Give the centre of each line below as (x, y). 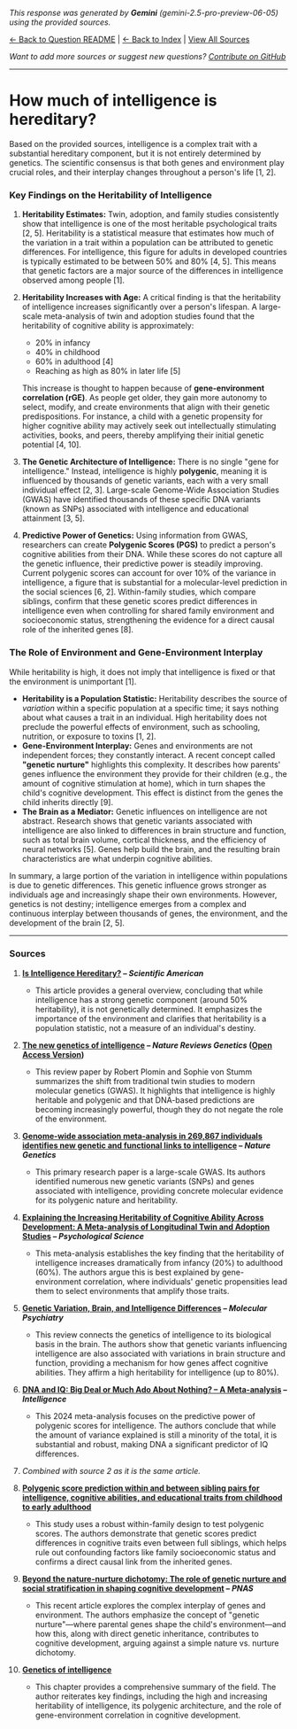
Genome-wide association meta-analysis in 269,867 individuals (142, 1136)
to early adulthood (57, 1507)
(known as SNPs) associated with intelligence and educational (135, 509)
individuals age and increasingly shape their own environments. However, (143, 895)
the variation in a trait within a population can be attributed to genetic (148, 243)
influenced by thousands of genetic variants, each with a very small (145, 481)
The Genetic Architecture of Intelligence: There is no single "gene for (150, 462)
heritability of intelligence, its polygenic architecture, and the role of (158, 1705)
